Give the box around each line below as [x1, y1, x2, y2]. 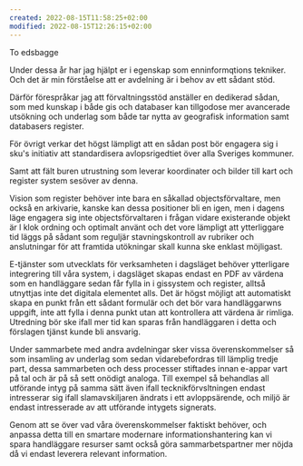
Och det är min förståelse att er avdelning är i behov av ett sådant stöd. [9, 74, 276, 84]
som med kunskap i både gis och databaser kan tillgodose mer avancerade [9, 101, 290, 112]
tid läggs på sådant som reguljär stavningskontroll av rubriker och [9, 231, 255, 242]
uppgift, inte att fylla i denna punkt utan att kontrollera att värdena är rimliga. [9, 306, 295, 318]
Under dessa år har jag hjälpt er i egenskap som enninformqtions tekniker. [9, 64, 287, 75]
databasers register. [9, 120, 84, 132]
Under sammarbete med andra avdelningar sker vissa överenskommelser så [9, 343, 295, 354]
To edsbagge [9, 46, 59, 57]
